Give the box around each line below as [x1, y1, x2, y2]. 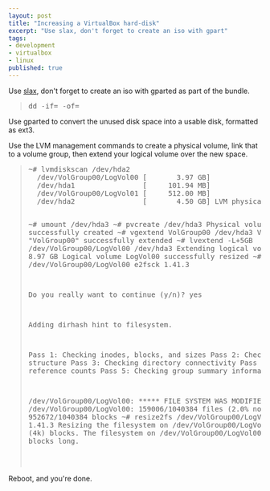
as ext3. [8, 125, 35, 135]
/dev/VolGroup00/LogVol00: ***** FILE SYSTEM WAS [27, 396, 227, 405]
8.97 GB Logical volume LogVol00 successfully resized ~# [27, 252, 262, 261]
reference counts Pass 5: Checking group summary [27, 366, 227, 375]
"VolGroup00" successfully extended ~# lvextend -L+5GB [27, 236, 253, 245]
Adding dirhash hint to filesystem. [27, 320, 173, 329]
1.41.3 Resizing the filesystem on [27, 420, 169, 429]
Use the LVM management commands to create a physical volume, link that [8, 140, 259, 150]
